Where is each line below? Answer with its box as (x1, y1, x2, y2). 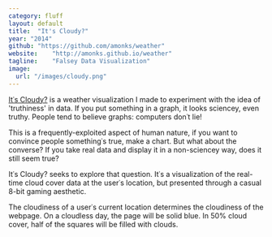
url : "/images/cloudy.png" (15, 72, 107, 80)
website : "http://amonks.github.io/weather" (8, 50, 173, 58)
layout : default (8, 19, 63, 28)
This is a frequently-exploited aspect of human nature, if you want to (8, 127, 238, 137)
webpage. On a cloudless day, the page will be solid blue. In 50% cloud (8, 210, 248, 220)
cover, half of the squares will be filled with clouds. (8, 219, 179, 229)
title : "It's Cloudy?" (8, 27, 89, 35)
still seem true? (8, 153, 59, 163)
